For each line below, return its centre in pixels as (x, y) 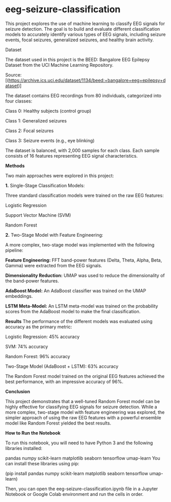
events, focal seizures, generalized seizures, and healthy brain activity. (80, 40)
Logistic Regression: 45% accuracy (42, 336)
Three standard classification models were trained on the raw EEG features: (84, 195)
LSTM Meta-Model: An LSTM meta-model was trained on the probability (82, 306)
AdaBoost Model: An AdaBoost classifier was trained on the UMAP (76, 291)
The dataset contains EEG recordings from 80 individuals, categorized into (83, 95)
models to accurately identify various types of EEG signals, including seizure (85, 34)
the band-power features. (32, 281)
